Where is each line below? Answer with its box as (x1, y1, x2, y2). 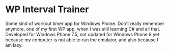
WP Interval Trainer (5, 4, 89, 15)
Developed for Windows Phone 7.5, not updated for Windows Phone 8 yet (5, 31, 159, 37)
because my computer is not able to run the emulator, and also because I (5, 37, 159, 43)
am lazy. (5, 42, 23, 48)
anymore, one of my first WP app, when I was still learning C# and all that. (5, 25, 160, 32)
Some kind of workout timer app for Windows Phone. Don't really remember (5, 20, 164, 26)
